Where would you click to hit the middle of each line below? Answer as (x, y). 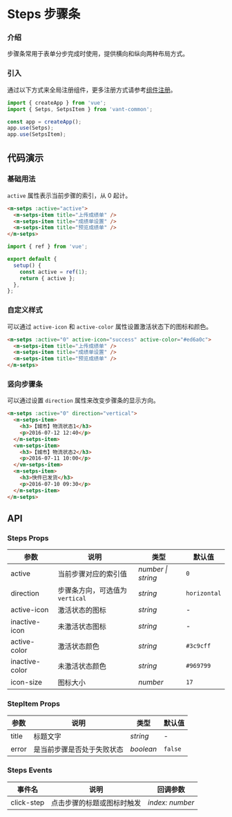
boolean (144, 749)
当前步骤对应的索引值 (93, 574)
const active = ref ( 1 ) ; (54, 272)
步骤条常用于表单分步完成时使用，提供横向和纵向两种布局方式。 (98, 54)
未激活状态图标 (82, 627)
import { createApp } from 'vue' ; (57, 103)
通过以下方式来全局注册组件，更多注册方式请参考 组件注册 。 (92, 90)
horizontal (204, 593)
